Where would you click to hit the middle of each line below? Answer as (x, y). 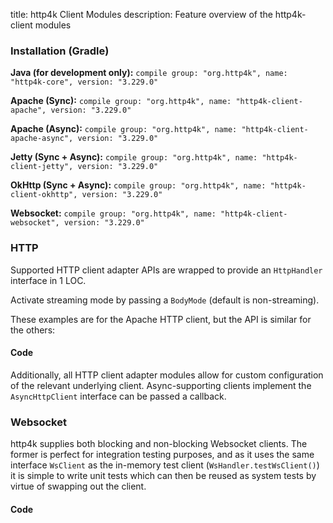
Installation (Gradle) (60, 51)
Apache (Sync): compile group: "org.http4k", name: (121, 101)
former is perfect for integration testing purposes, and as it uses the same (162, 455)
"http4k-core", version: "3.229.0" (84, 82)
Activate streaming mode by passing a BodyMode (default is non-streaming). (165, 300)
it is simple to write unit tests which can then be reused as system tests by (163, 476)
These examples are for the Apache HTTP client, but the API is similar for (161, 319)
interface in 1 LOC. (48, 280)
